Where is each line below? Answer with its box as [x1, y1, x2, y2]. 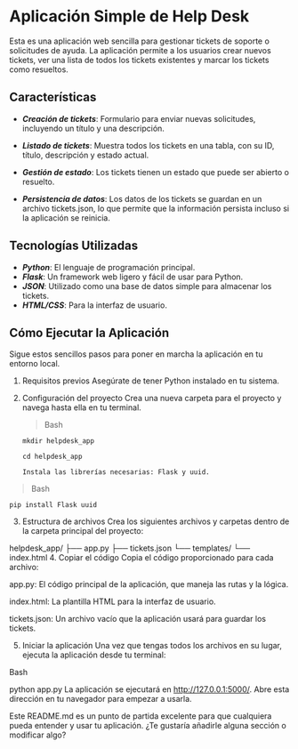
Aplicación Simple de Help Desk [9, 6, 250, 27]
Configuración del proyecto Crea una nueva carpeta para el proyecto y [21, 393, 282, 404]
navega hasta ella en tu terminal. [21, 402, 142, 413]
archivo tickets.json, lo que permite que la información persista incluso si [21, 203, 290, 213]
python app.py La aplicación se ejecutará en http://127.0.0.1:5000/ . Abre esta [9, 684, 290, 695]
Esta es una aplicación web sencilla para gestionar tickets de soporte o [9, 36, 270, 46]
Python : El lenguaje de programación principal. [21, 262, 196, 272]
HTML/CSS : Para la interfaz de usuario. [21, 300, 167, 310]
